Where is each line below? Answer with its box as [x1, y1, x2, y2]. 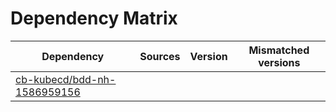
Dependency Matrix [10, 7, 178, 30]
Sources [139, 49, 181, 63]
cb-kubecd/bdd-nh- [15, 72, 117, 86]
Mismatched [248, 43, 310, 57]
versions [258, 55, 301, 69]
